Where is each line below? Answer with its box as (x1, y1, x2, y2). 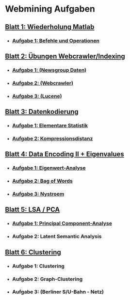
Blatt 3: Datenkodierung (5, 108, 79, 116)
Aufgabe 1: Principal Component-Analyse (12, 220, 113, 227)
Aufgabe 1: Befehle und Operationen (12, 37, 99, 44)
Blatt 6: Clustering (5, 248, 62, 256)
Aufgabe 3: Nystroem (12, 190, 65, 197)
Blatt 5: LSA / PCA (5, 205, 60, 214)
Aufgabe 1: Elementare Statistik (12, 122, 88, 129)
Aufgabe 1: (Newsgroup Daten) (12, 66, 86, 73)
